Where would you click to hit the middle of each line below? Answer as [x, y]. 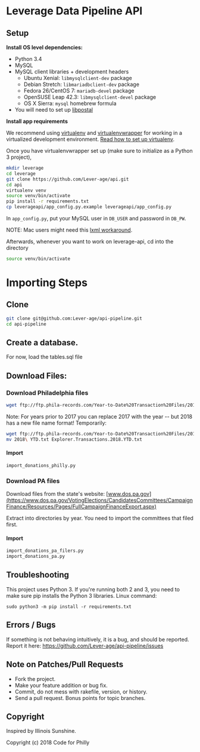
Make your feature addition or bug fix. [61, 685]
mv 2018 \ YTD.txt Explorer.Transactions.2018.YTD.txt [74, 439]
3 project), [19, 157]
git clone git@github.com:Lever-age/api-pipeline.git [74, 318]
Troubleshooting [38, 575]
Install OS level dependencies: [45, 47]
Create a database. [42, 343]
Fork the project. [35, 679]
